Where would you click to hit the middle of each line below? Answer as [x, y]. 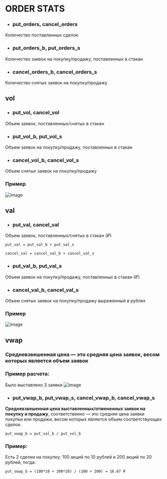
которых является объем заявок [47, 361]
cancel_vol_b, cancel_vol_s [45, 160]
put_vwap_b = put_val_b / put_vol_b [43, 434]
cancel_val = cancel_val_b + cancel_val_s [50, 253]
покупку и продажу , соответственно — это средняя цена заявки [75, 414]
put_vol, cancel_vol [36, 113]
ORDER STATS [35, 9]
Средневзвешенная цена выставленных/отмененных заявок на [75, 409]
